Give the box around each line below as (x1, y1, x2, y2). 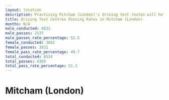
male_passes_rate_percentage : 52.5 (5, 36, 80, 41)
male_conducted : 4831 (5, 26, 51, 31)
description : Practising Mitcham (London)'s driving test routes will (5, 12, 156, 17)
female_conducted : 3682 (5, 40, 55, 45)
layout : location (5, 7, 42, 13)
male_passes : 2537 (5, 31, 44, 36)
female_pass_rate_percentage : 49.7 (5, 49, 80, 54)
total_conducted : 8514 (5, 54, 53, 59)
